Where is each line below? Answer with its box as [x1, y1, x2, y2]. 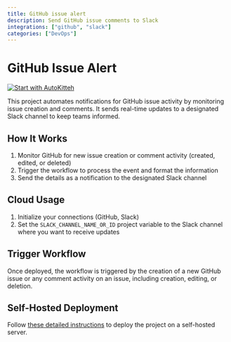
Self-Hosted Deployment [7, 302, 119, 314]
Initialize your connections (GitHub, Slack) [17, 213, 139, 221]
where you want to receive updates [17, 227, 120, 236]
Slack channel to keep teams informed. [7, 112, 121, 120]
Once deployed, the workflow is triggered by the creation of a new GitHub [7, 267, 221, 275]
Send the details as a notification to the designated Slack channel [17, 174, 207, 182]
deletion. [7, 281, 33, 290]
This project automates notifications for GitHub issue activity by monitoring [7, 97, 225, 106]
